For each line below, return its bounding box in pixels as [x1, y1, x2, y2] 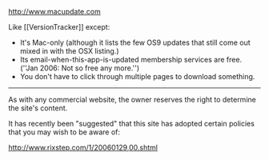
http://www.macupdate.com [8, 7, 102, 16]
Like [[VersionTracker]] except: [8, 22, 110, 31]
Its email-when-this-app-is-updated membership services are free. [19, 55, 243, 64]
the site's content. [8, 103, 68, 113]
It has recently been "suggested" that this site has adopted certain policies [8, 119, 255, 128]
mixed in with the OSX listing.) [19, 46, 119, 55]
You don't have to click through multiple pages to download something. [19, 72, 255, 81]
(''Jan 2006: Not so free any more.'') [19, 63, 140, 73]
